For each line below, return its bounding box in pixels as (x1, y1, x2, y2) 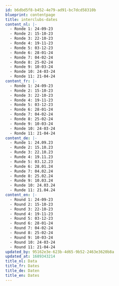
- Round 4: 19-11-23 (10, 211, 53, 217)
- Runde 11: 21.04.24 (10, 188, 56, 193)
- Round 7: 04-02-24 (10, 225, 53, 231)
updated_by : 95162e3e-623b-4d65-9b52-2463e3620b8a (5, 249, 114, 254)
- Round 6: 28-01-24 (10, 221, 53, 226)
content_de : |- (5, 136, 37, 141)
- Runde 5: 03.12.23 (10, 159, 53, 164)
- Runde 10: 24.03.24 (10, 183, 56, 188)
